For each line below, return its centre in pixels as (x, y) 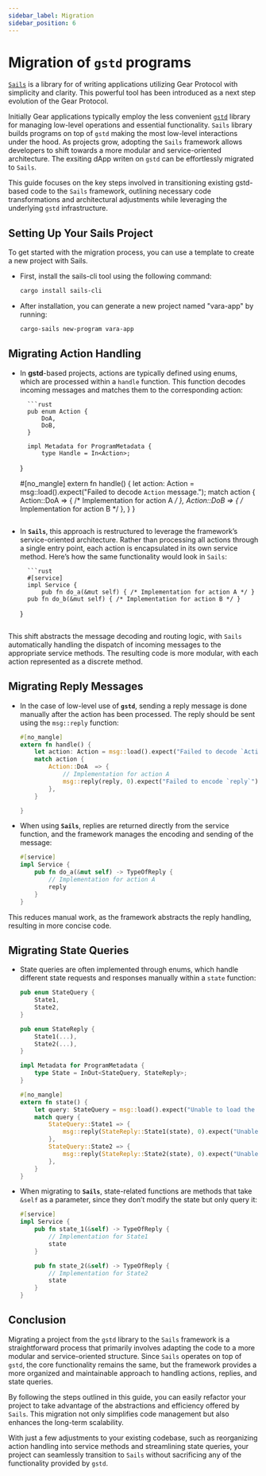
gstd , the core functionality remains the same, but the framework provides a (133, 1365)
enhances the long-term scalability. (66, 1422)
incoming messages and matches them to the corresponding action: (131, 390)
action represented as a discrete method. (75, 661)
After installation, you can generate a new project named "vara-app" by (137, 306)
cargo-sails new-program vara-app (77, 329)
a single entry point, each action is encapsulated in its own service (129, 548)
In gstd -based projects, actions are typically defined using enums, (129, 373)
